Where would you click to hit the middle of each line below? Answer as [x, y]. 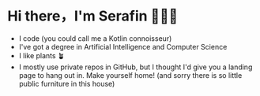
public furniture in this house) [67, 83]
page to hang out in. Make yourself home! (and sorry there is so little [130, 75]
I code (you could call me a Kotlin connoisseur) [95, 38]
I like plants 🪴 [41, 55]
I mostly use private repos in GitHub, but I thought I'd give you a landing [136, 67]
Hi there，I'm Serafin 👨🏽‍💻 [93, 16]
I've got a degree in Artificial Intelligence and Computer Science [123, 46]
